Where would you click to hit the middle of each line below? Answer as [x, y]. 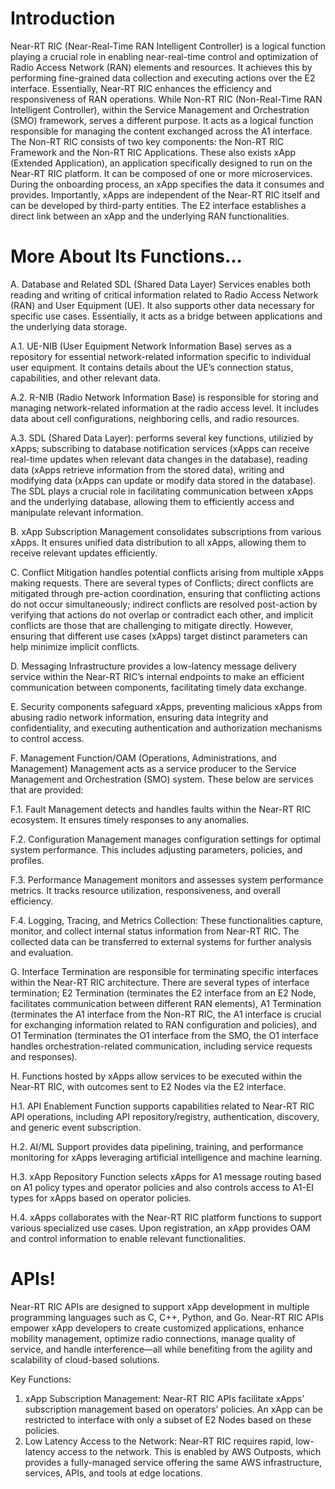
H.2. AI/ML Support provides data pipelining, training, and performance [157, 1146]
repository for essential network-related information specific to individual [161, 356]
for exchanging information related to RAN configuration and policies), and [164, 1024]
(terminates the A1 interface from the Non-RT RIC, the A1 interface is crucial [166, 1014]
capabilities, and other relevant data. [85, 378]
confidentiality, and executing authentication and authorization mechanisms [166, 728]
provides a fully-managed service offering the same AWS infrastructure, [173, 1462]
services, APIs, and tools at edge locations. [113, 1473]
